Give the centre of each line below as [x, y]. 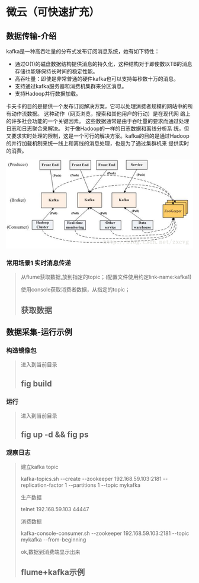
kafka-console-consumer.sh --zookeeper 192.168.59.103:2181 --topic [105, 533]
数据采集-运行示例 [39, 332]
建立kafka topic [39, 467]
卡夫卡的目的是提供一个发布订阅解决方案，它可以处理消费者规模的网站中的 [97, 106]
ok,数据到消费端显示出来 [50, 552]
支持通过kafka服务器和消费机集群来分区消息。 [71, 86]
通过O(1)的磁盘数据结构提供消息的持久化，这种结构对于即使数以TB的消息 [103, 64]
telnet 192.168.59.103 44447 [55, 509]
